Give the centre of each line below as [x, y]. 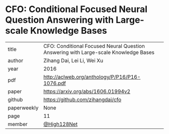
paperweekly [23, 108]
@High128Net [61, 124]
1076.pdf [55, 83]
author [16, 60]
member [18, 124]
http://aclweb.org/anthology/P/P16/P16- [92, 77]
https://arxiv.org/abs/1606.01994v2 [87, 91]
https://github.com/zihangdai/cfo [82, 99]
